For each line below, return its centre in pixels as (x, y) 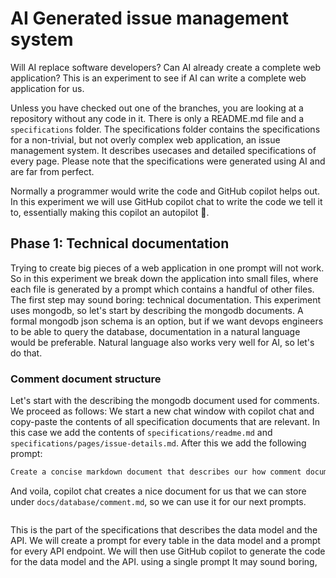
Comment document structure (86, 379)
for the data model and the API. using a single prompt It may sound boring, (164, 561)
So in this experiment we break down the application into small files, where (164, 278)
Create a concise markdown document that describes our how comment (156, 472)
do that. (26, 353)
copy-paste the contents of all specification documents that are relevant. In (165, 422)
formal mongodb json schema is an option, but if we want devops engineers (167, 321)
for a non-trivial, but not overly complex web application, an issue (145, 139)
